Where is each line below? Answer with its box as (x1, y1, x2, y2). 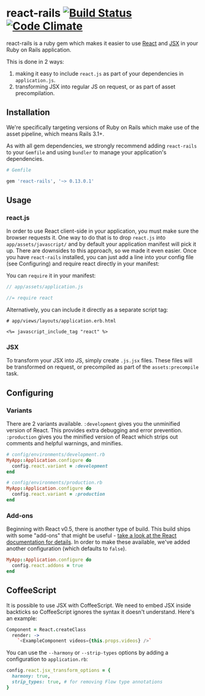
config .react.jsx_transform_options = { (6, 667, 111, 674)
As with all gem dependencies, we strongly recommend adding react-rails (6, 142, 197, 149)
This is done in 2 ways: (6, 58, 64, 65)
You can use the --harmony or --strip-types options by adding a (6, 649, 169, 657)
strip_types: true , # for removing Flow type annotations (12, 679, 163, 685)
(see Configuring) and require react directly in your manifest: (6, 260, 160, 267)
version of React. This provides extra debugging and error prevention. (6, 426, 183, 434)
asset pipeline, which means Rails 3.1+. (6, 130, 105, 138)
